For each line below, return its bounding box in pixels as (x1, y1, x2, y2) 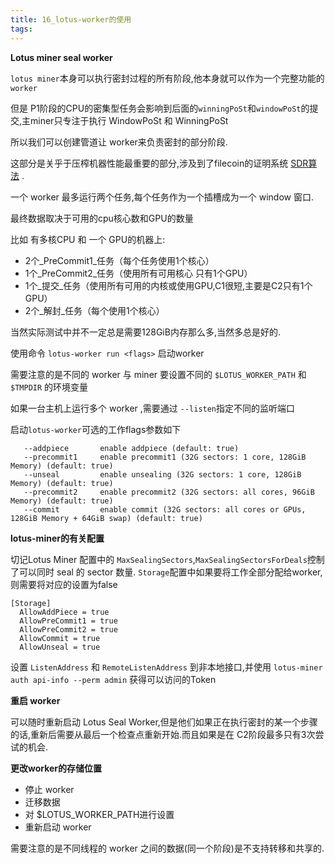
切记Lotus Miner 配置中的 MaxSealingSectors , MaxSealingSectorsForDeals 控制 (10, 553, 325, 565)
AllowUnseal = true (19, 642, 101, 652)
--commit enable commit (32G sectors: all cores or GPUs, (23, 504, 307, 515)
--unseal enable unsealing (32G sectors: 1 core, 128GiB (23, 469, 302, 480)
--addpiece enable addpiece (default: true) (23, 443, 240, 453)
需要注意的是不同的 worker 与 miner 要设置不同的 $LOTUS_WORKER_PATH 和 (10, 368, 307, 380)
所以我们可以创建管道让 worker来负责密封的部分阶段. (10, 136, 228, 148)
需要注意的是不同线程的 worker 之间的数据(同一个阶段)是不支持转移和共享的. (10, 842, 325, 854)
